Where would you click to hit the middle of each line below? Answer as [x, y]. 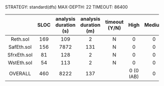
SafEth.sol [20, 47]
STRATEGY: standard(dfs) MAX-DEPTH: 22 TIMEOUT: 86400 [66, 7]
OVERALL [20, 73]
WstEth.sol [20, 63]
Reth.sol [20, 39]
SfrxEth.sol [20, 55]
